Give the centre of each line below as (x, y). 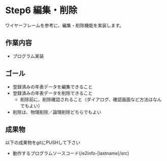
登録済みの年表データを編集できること (52, 87)
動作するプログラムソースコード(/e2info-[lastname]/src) (71, 153)
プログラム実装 (28, 56)
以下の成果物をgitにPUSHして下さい (43, 143)
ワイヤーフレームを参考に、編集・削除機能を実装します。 (65, 25)
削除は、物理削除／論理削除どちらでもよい (57, 112)
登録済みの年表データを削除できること (52, 93)
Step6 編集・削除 (41, 10)
